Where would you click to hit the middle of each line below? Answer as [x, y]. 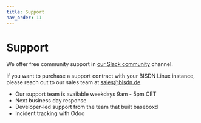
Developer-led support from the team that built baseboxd [87, 107]
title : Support [26, 12]
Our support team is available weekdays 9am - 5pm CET [86, 94]
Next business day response [51, 101]
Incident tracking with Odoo [50, 113]
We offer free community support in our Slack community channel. [90, 64]
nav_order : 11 [24, 18]
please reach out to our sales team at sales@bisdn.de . [74, 82]
